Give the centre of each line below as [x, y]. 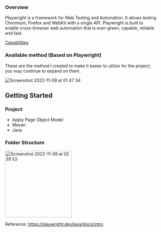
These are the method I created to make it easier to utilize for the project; [78, 66]
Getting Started [29, 95]
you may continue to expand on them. [43, 71]
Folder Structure [25, 143]
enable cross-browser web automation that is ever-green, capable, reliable [80, 28]
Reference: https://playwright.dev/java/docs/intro [54, 224]
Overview [17, 7]
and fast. [14, 33]
